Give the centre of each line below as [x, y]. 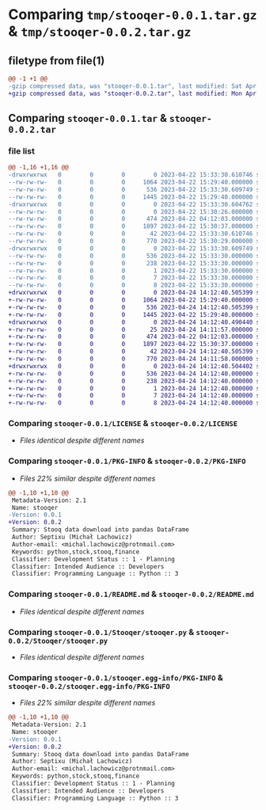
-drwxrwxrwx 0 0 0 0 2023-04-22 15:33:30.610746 [131, 175]
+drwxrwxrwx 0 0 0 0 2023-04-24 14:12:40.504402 [131, 366]
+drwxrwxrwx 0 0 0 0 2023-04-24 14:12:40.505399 [131, 293]
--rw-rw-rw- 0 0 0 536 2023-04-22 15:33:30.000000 [131, 256]
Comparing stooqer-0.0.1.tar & [88, 118]
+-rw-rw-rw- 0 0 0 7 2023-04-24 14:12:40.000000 [131, 396]
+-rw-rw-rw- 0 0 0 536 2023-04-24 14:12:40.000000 [131, 374]
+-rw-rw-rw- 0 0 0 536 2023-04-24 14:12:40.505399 [131, 307]
